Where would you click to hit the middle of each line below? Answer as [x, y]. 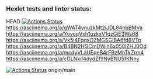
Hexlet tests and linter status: [49, 9]
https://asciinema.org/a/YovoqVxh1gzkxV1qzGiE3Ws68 [72, 34]
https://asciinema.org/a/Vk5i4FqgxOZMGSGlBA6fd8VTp [74, 40]
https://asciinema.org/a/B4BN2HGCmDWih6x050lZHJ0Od [76, 46]
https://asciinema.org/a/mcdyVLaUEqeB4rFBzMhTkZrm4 [75, 53]
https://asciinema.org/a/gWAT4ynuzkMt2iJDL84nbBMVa [74, 28]
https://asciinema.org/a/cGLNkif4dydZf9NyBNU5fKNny [73, 59]
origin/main [62, 70]
